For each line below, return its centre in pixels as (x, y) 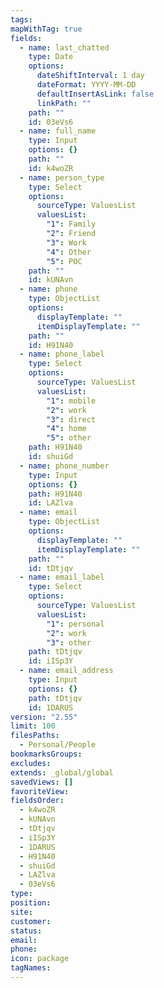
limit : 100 (33, 726)
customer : (31, 921)
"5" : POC (64, 261)
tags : (21, 19)
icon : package (40, 959)
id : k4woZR (51, 168)
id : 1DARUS (51, 707)
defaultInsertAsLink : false (95, 94)
